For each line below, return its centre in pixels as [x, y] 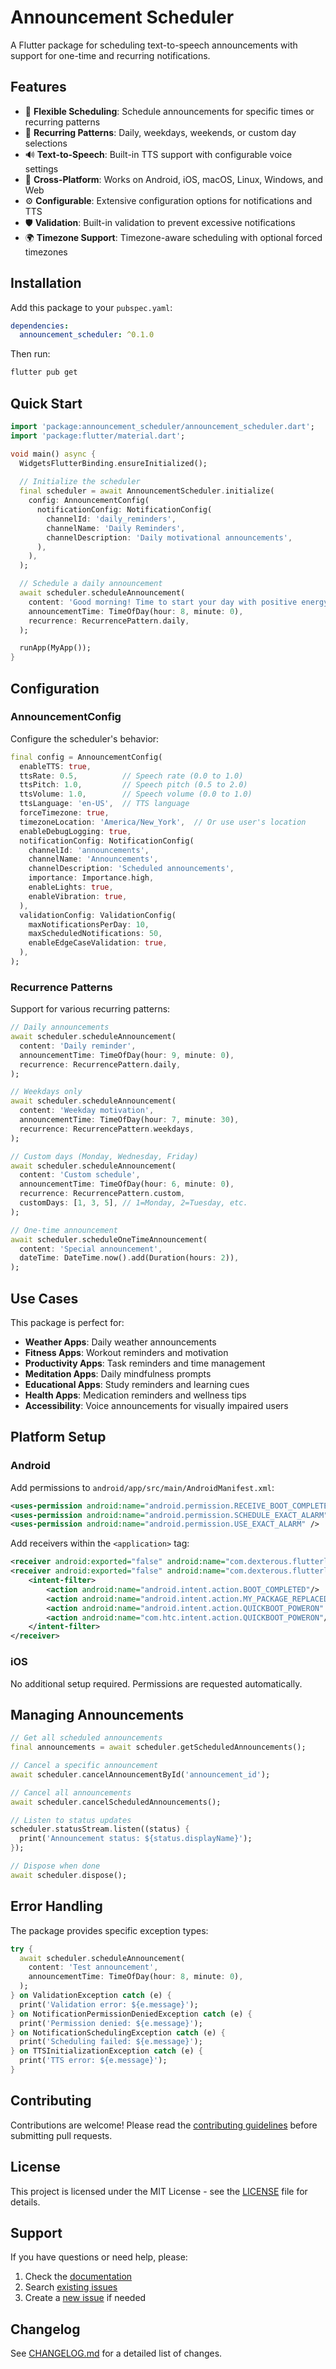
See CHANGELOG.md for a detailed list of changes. [116, 2353]
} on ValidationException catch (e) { [91, 1996]
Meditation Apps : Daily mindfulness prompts [118, 1374]
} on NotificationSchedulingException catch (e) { [118, 2032]
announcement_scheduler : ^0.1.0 [87, 335]
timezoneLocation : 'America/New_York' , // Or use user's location [163, 822]
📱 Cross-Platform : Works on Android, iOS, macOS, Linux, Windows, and [173, 179]
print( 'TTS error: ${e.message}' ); [93, 2061]
